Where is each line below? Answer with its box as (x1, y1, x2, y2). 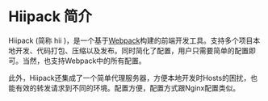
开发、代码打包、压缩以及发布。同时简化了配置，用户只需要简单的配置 (15, 45, 249, 55)
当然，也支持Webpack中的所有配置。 (22, 56, 147, 65)
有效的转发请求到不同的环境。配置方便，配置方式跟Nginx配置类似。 (15, 82, 241, 93)
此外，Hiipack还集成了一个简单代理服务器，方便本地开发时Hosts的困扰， (8, 73, 251, 82)
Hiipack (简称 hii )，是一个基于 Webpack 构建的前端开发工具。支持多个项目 (8, 36, 253, 45)
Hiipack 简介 (8, 7, 93, 26)
